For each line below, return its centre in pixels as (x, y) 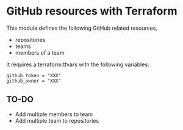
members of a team (40, 52)
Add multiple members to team (54, 114)
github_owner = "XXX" (34, 81)
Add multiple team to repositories (57, 120)
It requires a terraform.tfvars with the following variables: (78, 64)
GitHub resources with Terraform (92, 11)
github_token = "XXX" (34, 75)
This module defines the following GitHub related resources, (82, 28)
